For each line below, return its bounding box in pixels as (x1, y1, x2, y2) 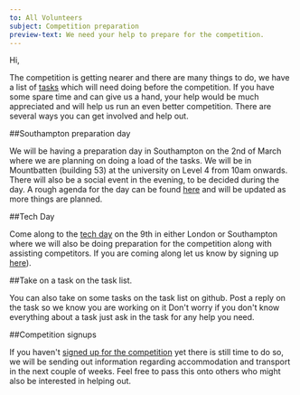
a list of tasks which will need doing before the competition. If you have (9, 82, 275, 93)
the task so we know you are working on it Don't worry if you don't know (9, 302, 280, 313)
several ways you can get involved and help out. (9, 110, 189, 122)
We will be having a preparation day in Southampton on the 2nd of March (9, 146, 282, 156)
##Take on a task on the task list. (9, 275, 133, 286)
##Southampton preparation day (9, 128, 131, 139)
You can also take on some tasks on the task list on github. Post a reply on (9, 293, 286, 304)
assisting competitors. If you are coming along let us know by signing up (9, 248, 279, 259)
